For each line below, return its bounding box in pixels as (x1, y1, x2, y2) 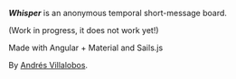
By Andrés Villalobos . (8, 60, 88, 70)
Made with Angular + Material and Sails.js (8, 42, 164, 53)
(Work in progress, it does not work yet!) (8, 25, 159, 35)
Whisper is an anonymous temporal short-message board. (8, 8, 228, 18)
